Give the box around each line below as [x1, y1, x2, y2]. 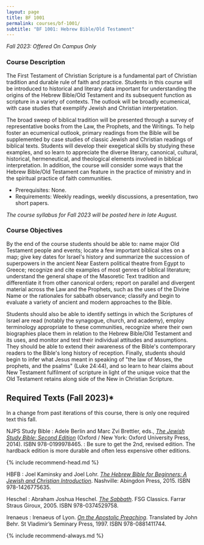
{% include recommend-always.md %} [6, 532, 104, 539]
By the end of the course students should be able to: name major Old [6, 240, 180, 247]
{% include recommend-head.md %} [6, 458, 99, 466]
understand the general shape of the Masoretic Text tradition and [6, 272, 171, 280]
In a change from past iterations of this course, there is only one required [6, 409, 190, 416]
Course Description [6, 58, 66, 67]
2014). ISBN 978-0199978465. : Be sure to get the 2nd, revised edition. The [6, 440, 195, 447]
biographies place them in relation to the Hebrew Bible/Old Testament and [6, 330, 192, 337]
